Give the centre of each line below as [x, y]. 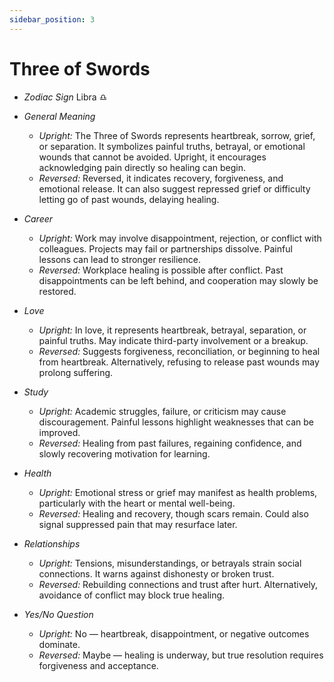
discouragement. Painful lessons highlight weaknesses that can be [176, 422]
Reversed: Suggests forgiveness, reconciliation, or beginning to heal [179, 351]
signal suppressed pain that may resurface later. [138, 524]
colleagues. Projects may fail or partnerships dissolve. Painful [165, 248]
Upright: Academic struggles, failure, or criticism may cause [162, 411]
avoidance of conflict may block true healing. [132, 595]
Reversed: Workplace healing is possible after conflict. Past [161, 270]
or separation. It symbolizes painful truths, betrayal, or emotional [172, 146]
